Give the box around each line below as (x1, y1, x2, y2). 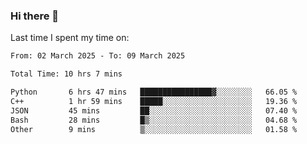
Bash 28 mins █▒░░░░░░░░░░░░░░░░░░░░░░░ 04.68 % (10, 115, 298, 125)
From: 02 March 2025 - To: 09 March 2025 (10, 51, 186, 61)
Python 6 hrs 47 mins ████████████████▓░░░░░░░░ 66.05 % (10, 87, 298, 98)
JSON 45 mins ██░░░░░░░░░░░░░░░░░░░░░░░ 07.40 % (10, 105, 298, 116)
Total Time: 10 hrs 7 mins (10, 69, 123, 79)
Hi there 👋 (10, 9, 60, 23)
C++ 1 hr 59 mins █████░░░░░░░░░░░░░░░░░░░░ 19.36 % (10, 96, 298, 106)
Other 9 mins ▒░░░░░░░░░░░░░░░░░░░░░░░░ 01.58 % (10, 124, 298, 134)
